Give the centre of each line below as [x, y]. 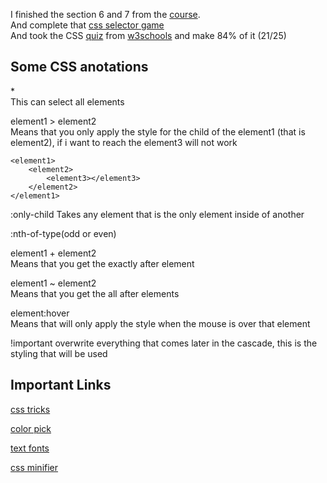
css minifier [34, 467]
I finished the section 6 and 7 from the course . [105, 14]
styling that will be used [59, 353]
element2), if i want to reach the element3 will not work [124, 142]
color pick [31, 428]
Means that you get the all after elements [95, 293]
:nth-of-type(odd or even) [63, 233]
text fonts [30, 448]
